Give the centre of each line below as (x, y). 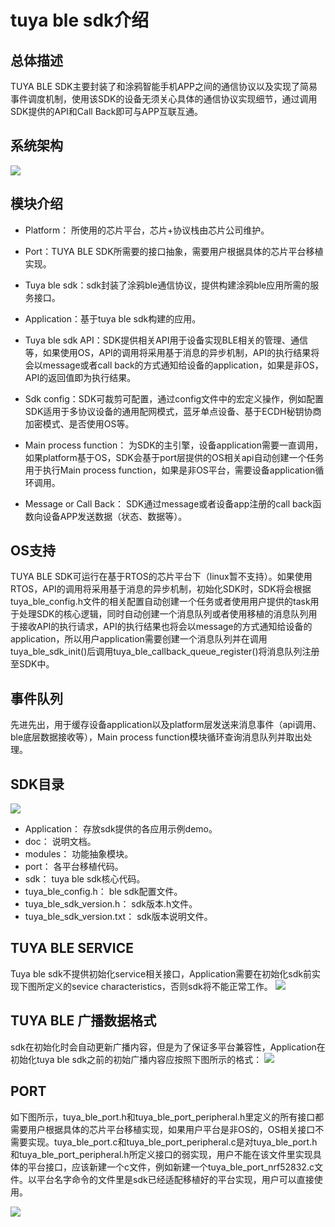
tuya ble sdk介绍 (80, 20)
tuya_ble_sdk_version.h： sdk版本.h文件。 (111, 904)
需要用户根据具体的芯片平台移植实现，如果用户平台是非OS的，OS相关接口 (163, 1129)
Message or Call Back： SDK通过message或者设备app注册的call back (168, 503)
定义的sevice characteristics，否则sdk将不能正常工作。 (158, 986)
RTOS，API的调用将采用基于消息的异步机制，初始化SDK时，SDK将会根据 (161, 589)
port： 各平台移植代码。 (74, 867)
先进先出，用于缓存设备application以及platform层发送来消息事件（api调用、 (166, 725)
